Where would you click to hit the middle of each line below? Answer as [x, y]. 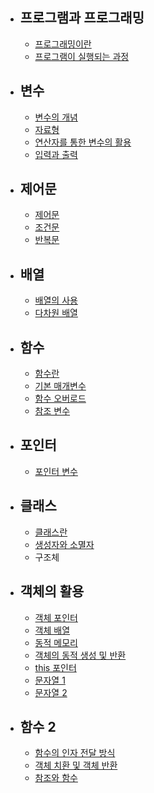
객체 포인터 [56, 617]
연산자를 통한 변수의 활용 [83, 142]
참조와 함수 [56, 778]
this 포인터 [55, 667]
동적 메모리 [56, 642]
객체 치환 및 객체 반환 [76, 765]
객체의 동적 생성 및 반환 [80, 655]
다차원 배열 [56, 313]
